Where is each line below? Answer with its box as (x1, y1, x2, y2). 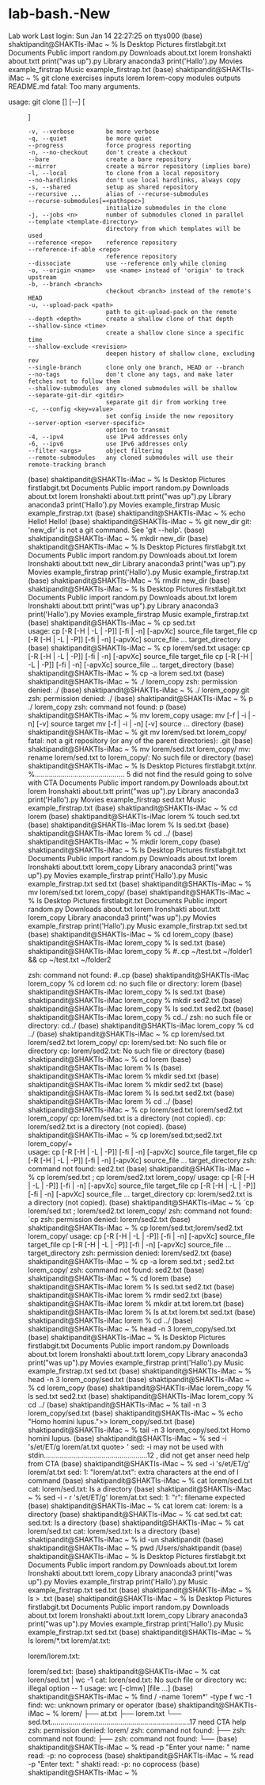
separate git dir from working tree (105, 398, 227, 406)
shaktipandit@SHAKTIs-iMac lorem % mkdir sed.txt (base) (28, 1071, 220, 1081)
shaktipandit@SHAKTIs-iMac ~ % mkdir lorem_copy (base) (28, 837, 221, 846)
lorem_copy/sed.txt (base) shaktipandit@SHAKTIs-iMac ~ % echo (28, 1408, 244, 1418)
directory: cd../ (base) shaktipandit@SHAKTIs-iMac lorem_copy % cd (28, 1021, 255, 1030)
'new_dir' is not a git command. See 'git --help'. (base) (28, 525, 206, 534)
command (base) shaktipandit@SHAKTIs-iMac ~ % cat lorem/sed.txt (28, 1476, 253, 1485)
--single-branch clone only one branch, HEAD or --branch (28, 363, 244, 371)
